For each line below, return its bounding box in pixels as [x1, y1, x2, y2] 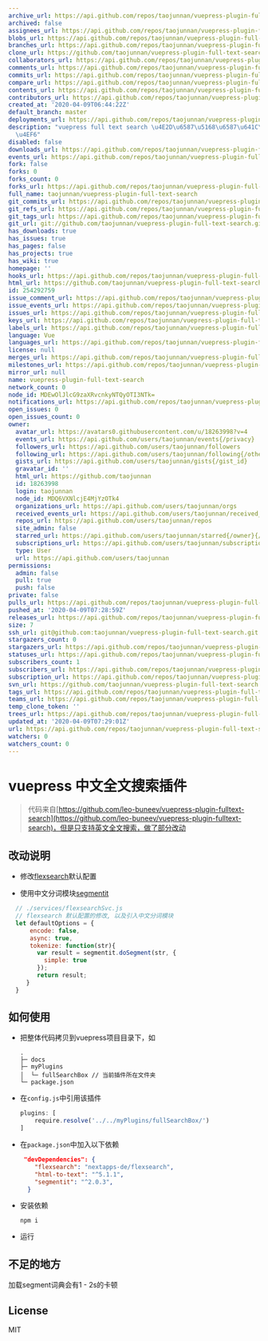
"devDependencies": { [23, 1156, 96, 1164]
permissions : [8, 561, 52, 570]
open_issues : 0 [8, 405, 59, 414]
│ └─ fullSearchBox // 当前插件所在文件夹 [19, 1072, 156, 1080]
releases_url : [8, 613, 56, 622]
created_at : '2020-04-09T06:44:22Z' [8, 101, 130, 109]
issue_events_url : [8, 301, 69, 309]
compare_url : [8, 78, 52, 86]
